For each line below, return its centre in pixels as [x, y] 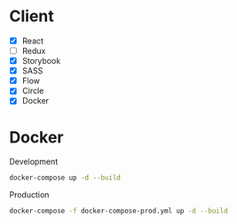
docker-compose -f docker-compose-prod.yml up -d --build [118, 211]
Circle [33, 91]
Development [34, 162]
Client [32, 16]
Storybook [41, 61]
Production [29, 195]
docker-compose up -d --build [65, 178]
